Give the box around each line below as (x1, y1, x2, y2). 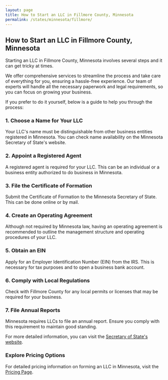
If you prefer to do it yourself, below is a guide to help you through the (5, 99, 153, 105)
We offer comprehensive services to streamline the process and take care (5, 73, 161, 79)
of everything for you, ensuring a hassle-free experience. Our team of (5, 78, 152, 84)
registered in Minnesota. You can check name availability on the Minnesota (5, 134, 163, 140)
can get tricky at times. (5, 63, 54, 69)
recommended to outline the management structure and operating (5, 229, 145, 235)
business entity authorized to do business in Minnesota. (5, 169, 123, 175)
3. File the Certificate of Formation (5, 182, 92, 189)
